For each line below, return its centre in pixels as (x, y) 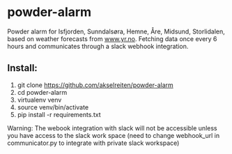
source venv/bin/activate (53, 107)
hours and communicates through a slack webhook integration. (98, 46)
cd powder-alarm (42, 92)
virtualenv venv (39, 100)
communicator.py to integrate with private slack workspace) (93, 143)
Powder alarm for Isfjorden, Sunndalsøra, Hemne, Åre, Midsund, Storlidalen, (116, 31)
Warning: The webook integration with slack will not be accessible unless (112, 128)
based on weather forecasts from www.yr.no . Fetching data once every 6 (112, 38)
